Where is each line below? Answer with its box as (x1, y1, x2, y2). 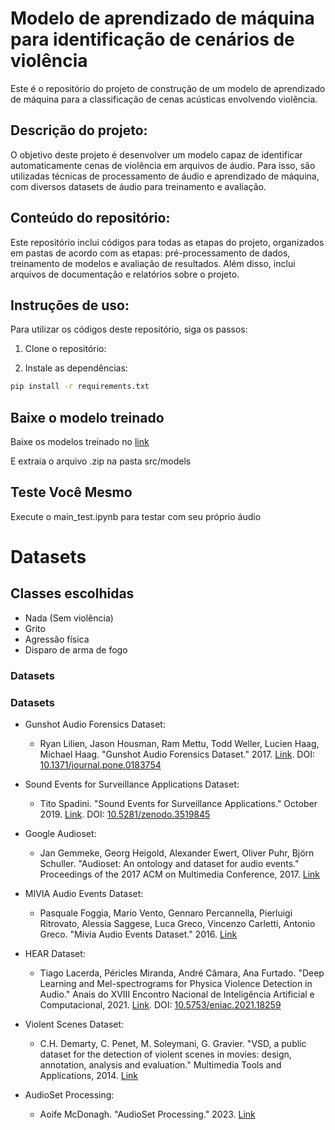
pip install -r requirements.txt (10, 382, 150, 392)
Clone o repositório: (24, 343, 107, 355)
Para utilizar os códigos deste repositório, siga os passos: (10, 323, 248, 336)
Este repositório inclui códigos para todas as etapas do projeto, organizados (10, 236, 325, 248)
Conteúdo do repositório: (10, 210, 171, 227)
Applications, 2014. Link (39, 1070, 139, 1082)
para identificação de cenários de (10, 28, 295, 51)
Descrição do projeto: (10, 122, 148, 139)
